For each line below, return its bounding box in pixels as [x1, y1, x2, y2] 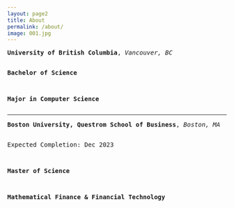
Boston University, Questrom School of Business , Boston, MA [7, 121, 221, 129]
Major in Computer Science [7, 95, 100, 103]
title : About [7, 17, 45, 24]
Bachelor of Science [7, 69, 78, 77]
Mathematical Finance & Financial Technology [7, 193, 166, 201]
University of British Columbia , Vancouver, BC [7, 49, 173, 57]
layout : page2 [7, 10, 49, 17]
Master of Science [7, 167, 70, 175]
